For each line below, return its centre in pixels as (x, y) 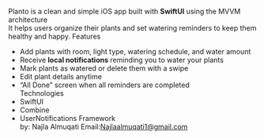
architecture (28, 20)
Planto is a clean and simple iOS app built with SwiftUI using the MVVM (124, 11)
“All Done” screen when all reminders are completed (104, 85)
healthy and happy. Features (55, 36)
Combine (34, 110)
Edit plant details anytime (61, 77)
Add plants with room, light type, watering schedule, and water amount (135, 51)
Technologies (42, 93)
